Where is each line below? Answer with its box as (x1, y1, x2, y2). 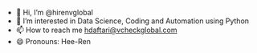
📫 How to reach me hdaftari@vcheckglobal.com (15, 25, 177, 35)
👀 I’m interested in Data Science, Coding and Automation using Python (15, 16, 250, 26)
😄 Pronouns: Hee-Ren (15, 37, 91, 46)
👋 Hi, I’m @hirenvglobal (15, 8, 94, 17)
